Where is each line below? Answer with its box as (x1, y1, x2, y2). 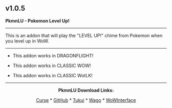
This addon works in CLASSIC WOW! (12, 62, 91, 69)
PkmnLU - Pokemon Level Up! (5, 17, 70, 24)
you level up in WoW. (5, 38, 50, 44)
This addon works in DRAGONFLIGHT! (12, 52, 94, 58)
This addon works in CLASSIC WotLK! (12, 72, 93, 78)
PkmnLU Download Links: (58, 87, 114, 93)
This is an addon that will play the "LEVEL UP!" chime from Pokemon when (5, 32, 163, 38)
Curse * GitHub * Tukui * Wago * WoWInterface (36, 97, 136, 103)
